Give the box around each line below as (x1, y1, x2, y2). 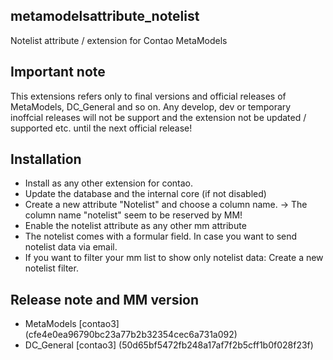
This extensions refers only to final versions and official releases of (10, 90, 287, 102)
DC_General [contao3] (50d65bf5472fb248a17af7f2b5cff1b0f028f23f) (24, 339, 314, 351)
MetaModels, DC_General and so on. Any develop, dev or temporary (10, 100, 292, 113)
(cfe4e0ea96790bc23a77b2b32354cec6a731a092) (24, 329, 238, 341)
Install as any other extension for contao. (24, 177, 193, 189)
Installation (10, 151, 82, 168)
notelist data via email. (24, 241, 118, 253)
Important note (10, 64, 106, 81)
